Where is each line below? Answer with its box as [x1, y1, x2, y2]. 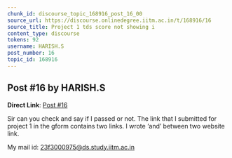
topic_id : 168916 [7, 56, 58, 63]
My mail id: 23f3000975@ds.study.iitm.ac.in [7, 143, 135, 151]
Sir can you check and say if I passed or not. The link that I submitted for [7, 114, 217, 123]
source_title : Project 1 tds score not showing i [7, 23, 156, 30]
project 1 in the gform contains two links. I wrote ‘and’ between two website [7, 121, 226, 130]
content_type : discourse [7, 29, 80, 37]
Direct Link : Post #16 [7, 100, 68, 109]
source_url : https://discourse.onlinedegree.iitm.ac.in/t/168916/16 [7, 17, 212, 24]
